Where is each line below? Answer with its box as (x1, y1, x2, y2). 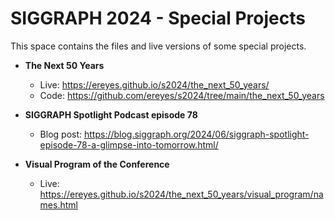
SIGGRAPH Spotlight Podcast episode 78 (24, 108, 198, 121)
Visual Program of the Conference (24, 158, 170, 170)
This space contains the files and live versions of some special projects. (10, 40, 307, 52)
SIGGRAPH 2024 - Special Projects (10, 7, 306, 30)
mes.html (39, 198, 78, 211)
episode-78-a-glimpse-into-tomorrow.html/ (39, 138, 219, 151)
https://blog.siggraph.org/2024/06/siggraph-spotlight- (83, 128, 310, 140)
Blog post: (39, 128, 83, 140)
